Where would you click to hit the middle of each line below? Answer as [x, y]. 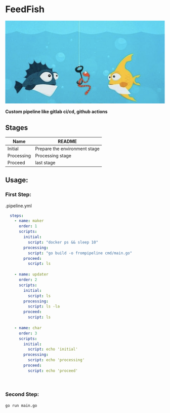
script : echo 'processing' [56, 360]
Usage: [17, 180]
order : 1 [28, 226]
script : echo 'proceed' [53, 371]
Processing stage [53, 156]
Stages [17, 128]
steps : [17, 216]
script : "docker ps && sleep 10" [63, 242]
